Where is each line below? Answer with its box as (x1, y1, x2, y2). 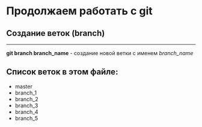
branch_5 (14, 114, 38, 122)
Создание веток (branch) (6, 28, 105, 38)
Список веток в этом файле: (6, 67, 118, 77)
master (14, 83, 33, 90)
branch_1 (14, 89, 37, 96)
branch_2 (14, 95, 38, 102)
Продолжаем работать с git (6, 4, 153, 18)
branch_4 (14, 108, 38, 115)
